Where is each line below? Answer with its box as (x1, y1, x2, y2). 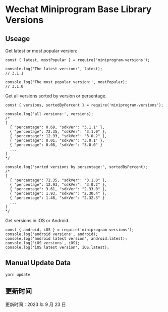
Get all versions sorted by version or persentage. (5, 93, 107, 99)
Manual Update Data (5, 258, 71, 267)
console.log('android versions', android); (5, 232, 98, 237)
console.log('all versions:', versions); (5, 112, 94, 117)
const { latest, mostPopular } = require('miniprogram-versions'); (5, 58, 150, 63)
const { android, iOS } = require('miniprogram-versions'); (5, 227, 135, 232)
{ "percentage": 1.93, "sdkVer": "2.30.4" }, (10, 191, 107, 196)
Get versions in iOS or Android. (5, 218, 70, 223)
